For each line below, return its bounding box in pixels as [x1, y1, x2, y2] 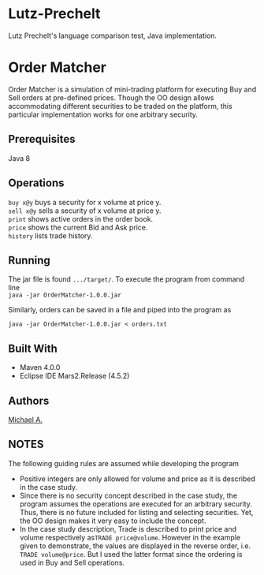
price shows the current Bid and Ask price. [8, 222, 148, 232]
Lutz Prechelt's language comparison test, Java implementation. [8, 31, 218, 40]
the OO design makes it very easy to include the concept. [19, 516, 206, 525]
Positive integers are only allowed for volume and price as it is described [19, 474, 256, 484]
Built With [8, 342, 58, 355]
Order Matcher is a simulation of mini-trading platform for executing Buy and [8, 84, 257, 94]
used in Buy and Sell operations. [19, 558, 125, 567]
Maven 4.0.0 [19, 363, 61, 372]
